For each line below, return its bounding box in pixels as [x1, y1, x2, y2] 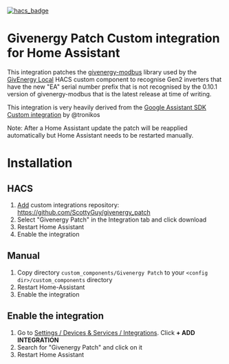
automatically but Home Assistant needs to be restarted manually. [7, 131, 194, 139]
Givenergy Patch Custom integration [7, 31, 220, 46]
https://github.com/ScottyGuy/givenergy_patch [17, 208, 151, 216]
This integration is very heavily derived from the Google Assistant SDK [7, 103, 207, 111]
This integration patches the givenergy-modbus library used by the [7, 67, 197, 76]
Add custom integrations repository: [17, 200, 120, 209]
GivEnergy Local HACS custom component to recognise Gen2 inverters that [7, 75, 222, 83]
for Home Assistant [7, 45, 120, 61]
